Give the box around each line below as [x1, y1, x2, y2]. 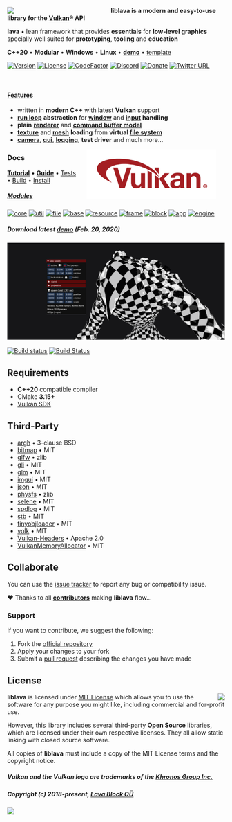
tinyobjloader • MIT [17, 519, 72, 528]
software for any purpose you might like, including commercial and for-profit [7, 700, 225, 708]
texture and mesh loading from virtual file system [17, 128, 162, 136]
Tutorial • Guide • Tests [7, 168, 77, 177]
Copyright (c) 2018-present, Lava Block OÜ [7, 789, 134, 798]
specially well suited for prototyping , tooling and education [7, 35, 178, 43]
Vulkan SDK [17, 400, 52, 409]
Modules [7, 192, 33, 200]
